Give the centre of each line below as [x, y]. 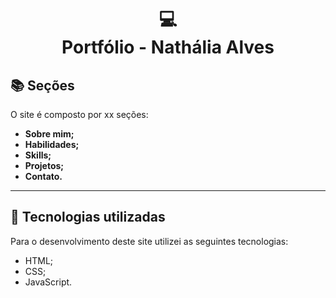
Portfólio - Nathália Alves [168, 47]
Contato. [43, 176]
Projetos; [44, 165]
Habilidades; [52, 144]
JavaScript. [48, 282]
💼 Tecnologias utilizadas [88, 217]
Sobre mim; [49, 134]
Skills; [38, 155]
